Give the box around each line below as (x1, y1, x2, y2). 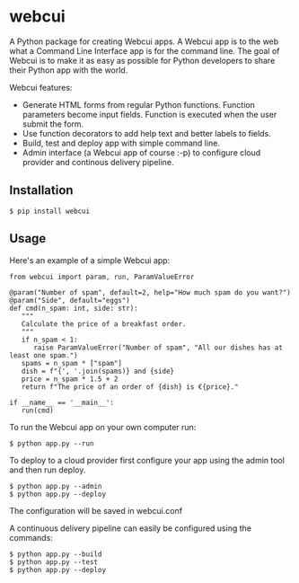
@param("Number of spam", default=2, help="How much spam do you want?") (9, 287, 292, 297)
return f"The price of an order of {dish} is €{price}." (21, 382, 240, 392)
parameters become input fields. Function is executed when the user (22, 109, 277, 119)
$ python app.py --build (9, 550, 102, 559)
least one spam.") (9, 350, 78, 360)
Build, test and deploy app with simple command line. (22, 137, 220, 148)
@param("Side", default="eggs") (9, 296, 130, 305)
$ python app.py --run (9, 438, 94, 448)
